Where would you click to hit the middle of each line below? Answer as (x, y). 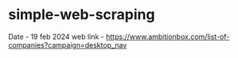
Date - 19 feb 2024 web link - (57, 37)
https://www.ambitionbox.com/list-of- (168, 37)
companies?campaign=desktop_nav (68, 44)
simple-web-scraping (82, 15)
